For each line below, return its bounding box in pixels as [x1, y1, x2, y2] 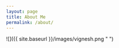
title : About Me [6, 14, 46, 20]
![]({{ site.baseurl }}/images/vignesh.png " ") [6, 36, 114, 43]
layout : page [6, 8, 38, 15]
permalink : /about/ [6, 19, 54, 25]
